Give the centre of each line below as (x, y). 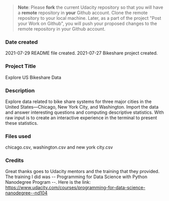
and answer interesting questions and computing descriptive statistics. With (84, 112)
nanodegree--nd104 (26, 193)
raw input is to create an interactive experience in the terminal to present (81, 118)
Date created (22, 42)
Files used (18, 136)
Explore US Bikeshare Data (33, 77)
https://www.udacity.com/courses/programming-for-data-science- (75, 188)
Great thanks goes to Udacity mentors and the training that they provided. (82, 172)
